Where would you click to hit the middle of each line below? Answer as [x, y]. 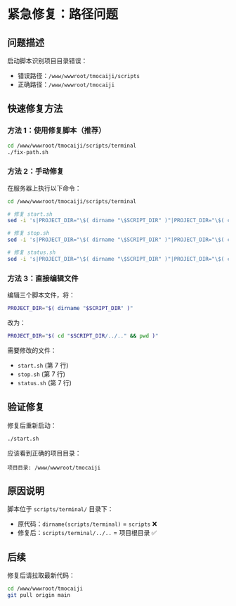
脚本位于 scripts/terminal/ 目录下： [60, 509]
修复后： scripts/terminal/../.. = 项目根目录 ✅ [87, 533]
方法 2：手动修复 [36, 172]
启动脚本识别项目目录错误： [47, 61]
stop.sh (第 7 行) [41, 374]
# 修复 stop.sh [28, 233]
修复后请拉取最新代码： [41, 575]
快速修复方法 [35, 109]
